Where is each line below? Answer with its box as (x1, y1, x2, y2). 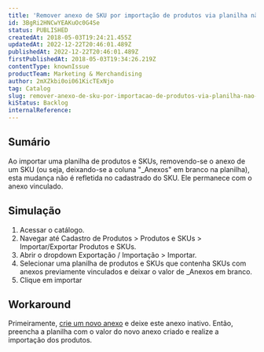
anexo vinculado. (8, 181, 64, 191)
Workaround (8, 298, 71, 311)
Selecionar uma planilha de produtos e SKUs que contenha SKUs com (19, 258, 247, 268)
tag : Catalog (8, 84, 51, 93)
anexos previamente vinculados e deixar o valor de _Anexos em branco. (19, 266, 253, 276)
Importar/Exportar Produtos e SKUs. (19, 241, 137, 251)
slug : (8, 92, 26, 100)
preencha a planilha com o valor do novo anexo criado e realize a (8, 327, 219, 336)
